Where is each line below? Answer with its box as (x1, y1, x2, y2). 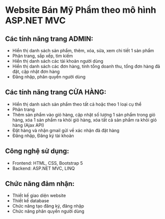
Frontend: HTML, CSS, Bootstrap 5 (12, 160, 83, 166)
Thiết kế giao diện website (12, 192, 66, 199)
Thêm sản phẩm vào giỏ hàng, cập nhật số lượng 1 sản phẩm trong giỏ (12, 111, 156, 117)
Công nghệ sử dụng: (5, 147, 69, 155)
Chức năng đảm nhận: (5, 180, 75, 188)
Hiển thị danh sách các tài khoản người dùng (12, 58, 104, 64)
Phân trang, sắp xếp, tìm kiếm (12, 53, 73, 59)
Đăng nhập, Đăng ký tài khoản (12, 133, 74, 139)
